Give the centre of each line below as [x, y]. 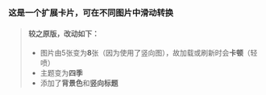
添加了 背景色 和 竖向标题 [79, 83]
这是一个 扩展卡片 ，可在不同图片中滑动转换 [91, 12]
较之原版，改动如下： [63, 33]
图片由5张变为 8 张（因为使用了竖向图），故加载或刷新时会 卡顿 [142, 53]
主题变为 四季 [61, 73]
